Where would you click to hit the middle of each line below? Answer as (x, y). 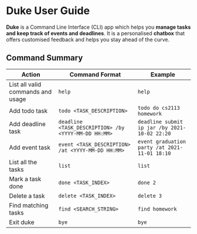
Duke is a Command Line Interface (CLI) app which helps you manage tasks (98, 27)
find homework (157, 209)
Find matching (29, 205)
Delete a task (27, 196)
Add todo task (28, 111)
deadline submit (160, 122)
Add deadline (27, 124)
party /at (151, 147)
